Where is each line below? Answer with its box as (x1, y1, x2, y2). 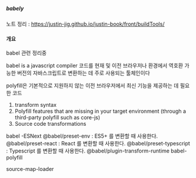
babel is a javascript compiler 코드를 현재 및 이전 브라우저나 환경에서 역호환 (6, 62, 184, 69)
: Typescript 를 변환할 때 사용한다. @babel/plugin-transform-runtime (6, 147, 170, 154)
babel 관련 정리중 (6, 49, 47, 56)
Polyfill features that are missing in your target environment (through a (14, 107, 187, 115)
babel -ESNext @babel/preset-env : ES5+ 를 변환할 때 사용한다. (6, 132, 158, 139)
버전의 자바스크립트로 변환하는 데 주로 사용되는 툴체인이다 (17, 69, 150, 77)
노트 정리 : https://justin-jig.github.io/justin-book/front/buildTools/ (6, 20, 165, 27)
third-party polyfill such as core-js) (14, 114, 101, 121)
